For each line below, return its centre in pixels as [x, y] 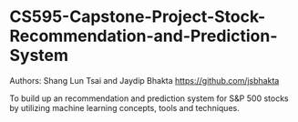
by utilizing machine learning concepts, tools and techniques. [124, 107]
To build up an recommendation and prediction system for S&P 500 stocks [149, 98]
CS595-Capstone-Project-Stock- [138, 17]
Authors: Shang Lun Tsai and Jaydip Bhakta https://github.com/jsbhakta [144, 80]
